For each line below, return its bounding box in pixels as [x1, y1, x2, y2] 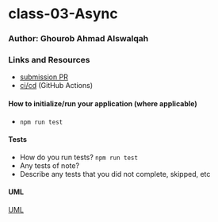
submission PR [19, 72, 69, 82]
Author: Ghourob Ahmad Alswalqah [8, 33, 149, 44]
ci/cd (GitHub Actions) [19, 81, 94, 90]
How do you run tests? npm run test [19, 152, 139, 162]
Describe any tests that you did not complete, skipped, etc [19, 169, 211, 178]
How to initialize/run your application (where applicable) [8, 99, 197, 108]
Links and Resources [8, 55, 90, 66]
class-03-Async [8, 5, 118, 23]
